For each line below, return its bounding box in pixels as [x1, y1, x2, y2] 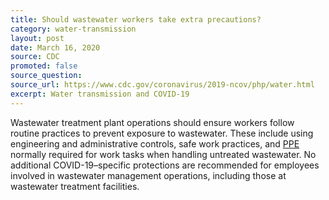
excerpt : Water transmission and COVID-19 [10, 89, 190, 99]
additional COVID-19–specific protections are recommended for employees [10, 159, 320, 171]
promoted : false [10, 61, 78, 71]
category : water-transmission [10, 24, 137, 34]
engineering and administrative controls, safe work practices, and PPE [10, 137, 300, 150]
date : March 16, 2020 [10, 42, 101, 53]
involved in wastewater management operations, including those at [10, 169, 287, 181]
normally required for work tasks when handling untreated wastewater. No [10, 148, 317, 160]
